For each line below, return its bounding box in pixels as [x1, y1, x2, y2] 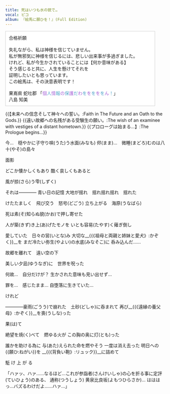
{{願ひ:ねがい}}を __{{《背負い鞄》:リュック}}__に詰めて [5, 349, 119, 355]
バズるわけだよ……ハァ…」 [13, 383, 70, 389]
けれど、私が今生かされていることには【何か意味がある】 [9, 59, 128, 66]
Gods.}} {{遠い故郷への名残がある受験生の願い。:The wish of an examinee [5, 117, 160, 124]
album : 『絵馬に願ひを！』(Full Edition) [5, 17, 87, 22]
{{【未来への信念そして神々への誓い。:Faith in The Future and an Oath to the [5, 111, 163, 117]
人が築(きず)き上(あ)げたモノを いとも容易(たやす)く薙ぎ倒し [5, 222, 132, 228]
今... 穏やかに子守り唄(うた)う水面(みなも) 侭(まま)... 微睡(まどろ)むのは [5, 140, 161, 146]
